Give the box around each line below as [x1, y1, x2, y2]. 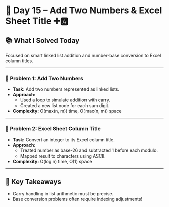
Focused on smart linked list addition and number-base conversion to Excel [5, 53, 161, 58]
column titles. [5, 58, 34, 64]
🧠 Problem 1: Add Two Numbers [5, 75, 84, 82]
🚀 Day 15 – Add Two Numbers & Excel [5, 5, 162, 16]
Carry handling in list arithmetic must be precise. [12, 191, 114, 197]
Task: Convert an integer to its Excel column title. [12, 136, 115, 143]
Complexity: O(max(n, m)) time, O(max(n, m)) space [12, 108, 122, 114]
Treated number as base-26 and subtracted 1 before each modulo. [20, 147, 158, 153]
